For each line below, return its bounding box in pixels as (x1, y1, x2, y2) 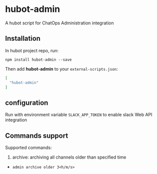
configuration (5, 98, 49, 107)
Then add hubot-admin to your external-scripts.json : (5, 66, 118, 72)
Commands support (5, 131, 68, 140)
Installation (5, 34, 41, 43)
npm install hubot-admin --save (5, 57, 72, 62)
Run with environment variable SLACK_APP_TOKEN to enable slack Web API (5, 112, 153, 118)
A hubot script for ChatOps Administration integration (5, 20, 114, 26)
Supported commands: (5, 145, 52, 150)
